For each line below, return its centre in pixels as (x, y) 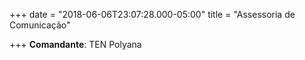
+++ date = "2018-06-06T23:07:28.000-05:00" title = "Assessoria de (152, 14)
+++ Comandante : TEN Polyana (75, 44)
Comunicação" (40, 25)
